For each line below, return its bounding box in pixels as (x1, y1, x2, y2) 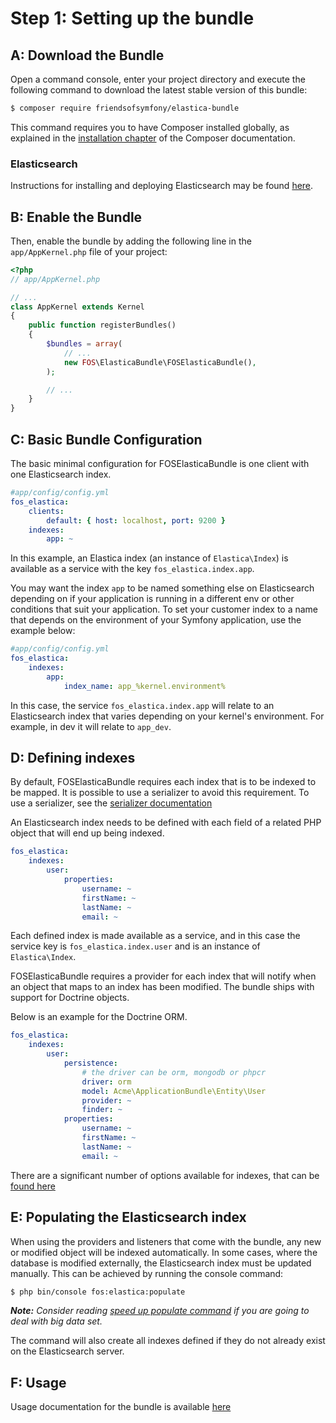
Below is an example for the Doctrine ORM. (10, 1011, 188, 1023)
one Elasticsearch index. (10, 468, 112, 481)
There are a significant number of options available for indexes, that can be (10, 1169, 320, 1181)
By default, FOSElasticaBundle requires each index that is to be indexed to (10, 776, 317, 788)
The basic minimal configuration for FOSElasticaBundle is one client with (10, 458, 310, 470)
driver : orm (81, 1077, 132, 1087)
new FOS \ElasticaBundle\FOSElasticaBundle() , (63, 357, 257, 367)
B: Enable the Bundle (10, 208, 143, 226)
